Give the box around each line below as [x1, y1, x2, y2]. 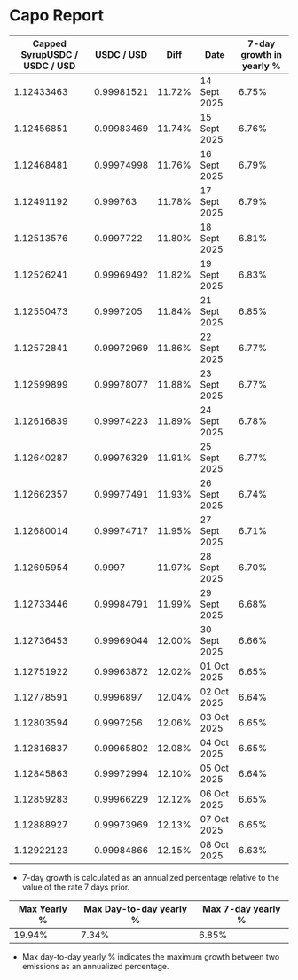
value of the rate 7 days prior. [21, 882, 130, 892]
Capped [32, 37, 67, 50]
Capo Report [9, 5, 105, 26]
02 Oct [200, 685, 229, 697]
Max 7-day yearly [202, 902, 281, 914]
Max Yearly [18, 902, 68, 914]
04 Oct [200, 736, 229, 749]
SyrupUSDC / [20, 48, 78, 60]
